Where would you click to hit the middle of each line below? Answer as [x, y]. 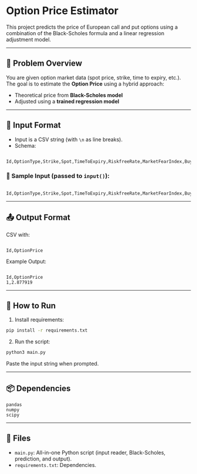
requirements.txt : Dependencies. [55, 465]
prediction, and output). [43, 459]
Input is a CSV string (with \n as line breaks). [69, 139]
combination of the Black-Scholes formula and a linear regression [85, 33]
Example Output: [26, 261]
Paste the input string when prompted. [52, 364]
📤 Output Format [38, 218]
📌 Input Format [34, 125]
